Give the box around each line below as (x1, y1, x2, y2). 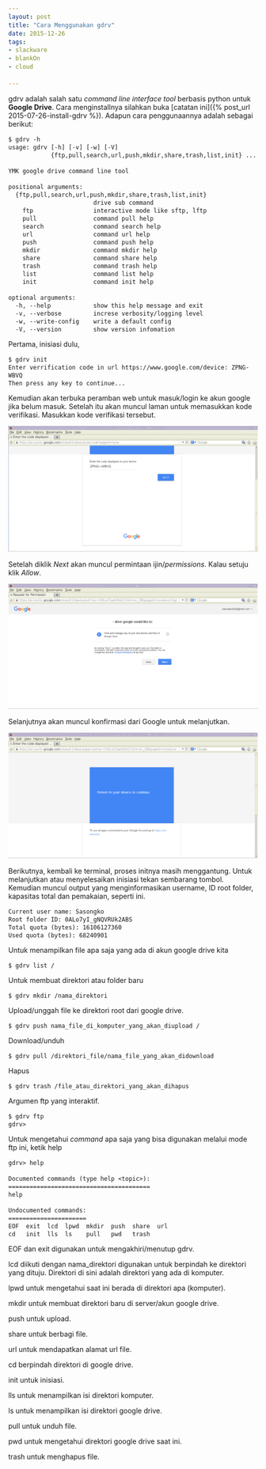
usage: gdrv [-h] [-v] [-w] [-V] (8, 143, 119, 151)
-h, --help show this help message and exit (15, 302, 203, 309)
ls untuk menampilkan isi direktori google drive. (8, 1406, 162, 1415)
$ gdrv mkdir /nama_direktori (8, 992, 108, 1000)
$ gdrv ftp (8, 1112, 44, 1120)
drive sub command (93, 199, 154, 207)
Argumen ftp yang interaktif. (8, 1096, 100, 1106)
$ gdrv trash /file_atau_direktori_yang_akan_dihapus (8, 1082, 190, 1090)
